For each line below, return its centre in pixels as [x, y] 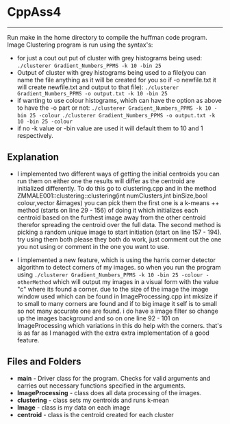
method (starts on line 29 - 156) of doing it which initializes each [107, 210]
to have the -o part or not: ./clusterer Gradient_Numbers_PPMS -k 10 [114, 108]
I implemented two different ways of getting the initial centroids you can [118, 174]
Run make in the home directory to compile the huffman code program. [107, 37]
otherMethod [34, 282]
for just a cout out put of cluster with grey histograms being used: [110, 58]
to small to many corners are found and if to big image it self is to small [117, 303]
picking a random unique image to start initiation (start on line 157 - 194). [119, 232]
